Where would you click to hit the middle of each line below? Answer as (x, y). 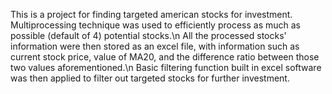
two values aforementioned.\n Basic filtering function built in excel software (166, 67)
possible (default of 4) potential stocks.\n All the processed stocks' (148, 35)
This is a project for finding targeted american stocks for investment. (151, 14)
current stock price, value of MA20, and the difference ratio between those (165, 57)
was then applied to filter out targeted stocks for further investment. (150, 78)
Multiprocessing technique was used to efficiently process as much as (155, 25)
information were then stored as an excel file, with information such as (155, 46)
